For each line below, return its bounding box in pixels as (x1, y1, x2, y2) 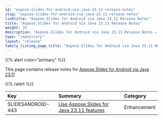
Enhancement (124, 103, 156, 110)
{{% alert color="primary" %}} (5, 57, 66, 62)
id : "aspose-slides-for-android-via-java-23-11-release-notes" (5, 7, 136, 12)
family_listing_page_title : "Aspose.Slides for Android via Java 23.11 (5, 43, 153, 48)
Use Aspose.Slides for (58, 100, 109, 107)
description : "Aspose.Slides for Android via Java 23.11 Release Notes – (5, 30, 158, 35)
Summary (58, 92, 81, 99)
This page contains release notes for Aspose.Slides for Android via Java (5, 66, 149, 72)
